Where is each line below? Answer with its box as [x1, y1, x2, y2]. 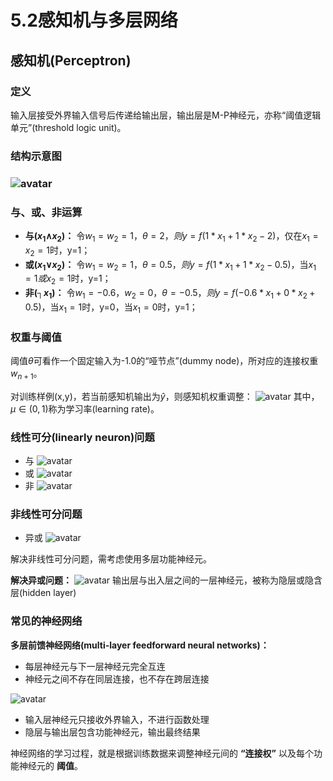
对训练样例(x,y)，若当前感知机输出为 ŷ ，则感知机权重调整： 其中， [10, 390, 320, 402]
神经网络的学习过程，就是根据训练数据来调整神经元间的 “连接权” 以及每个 [10, 747, 314, 759]
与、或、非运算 [10, 205, 83, 219]
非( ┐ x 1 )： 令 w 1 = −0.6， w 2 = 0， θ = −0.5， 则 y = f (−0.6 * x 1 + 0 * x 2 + [24, 287, 316, 301]
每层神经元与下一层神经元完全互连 [24, 660, 166, 672]
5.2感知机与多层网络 [10, 9, 178, 32]
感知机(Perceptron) [10, 52, 132, 69]
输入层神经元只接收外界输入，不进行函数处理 [24, 713, 210, 725]
